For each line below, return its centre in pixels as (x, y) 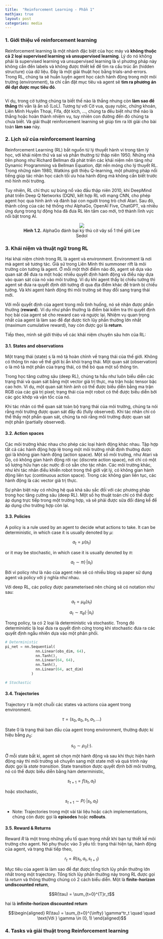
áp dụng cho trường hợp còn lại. (37, 505)
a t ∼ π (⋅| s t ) (82, 562)
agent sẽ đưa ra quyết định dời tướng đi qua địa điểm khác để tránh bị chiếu (81, 285)
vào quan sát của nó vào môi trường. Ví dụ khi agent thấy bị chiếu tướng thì (80, 280)
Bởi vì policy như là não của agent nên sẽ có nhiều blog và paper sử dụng (79, 572)
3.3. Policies (18, 516)
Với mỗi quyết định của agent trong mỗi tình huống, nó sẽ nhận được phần (79, 304)
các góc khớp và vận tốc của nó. (38, 397)
